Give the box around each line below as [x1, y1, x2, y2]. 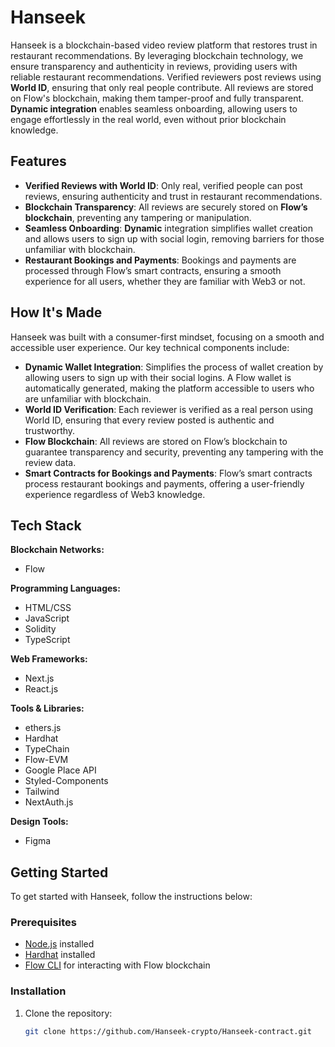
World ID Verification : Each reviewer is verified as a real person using [24, 403, 314, 415]
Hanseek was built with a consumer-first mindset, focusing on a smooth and [10, 331, 325, 343]
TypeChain [24, 743, 70, 755]
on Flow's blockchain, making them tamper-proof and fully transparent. [10, 92, 305, 104]
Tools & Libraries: [10, 702, 85, 715]
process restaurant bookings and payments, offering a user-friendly [24, 477, 305, 490]
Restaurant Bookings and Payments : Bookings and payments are [24, 254, 297, 266]
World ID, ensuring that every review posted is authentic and [24, 414, 275, 426]
